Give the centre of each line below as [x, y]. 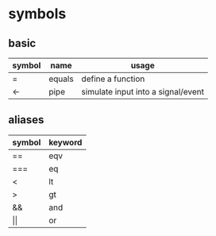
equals [61, 79]
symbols [37, 14]
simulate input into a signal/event [143, 92]
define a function [113, 79]
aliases [26, 120]
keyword [66, 142]
